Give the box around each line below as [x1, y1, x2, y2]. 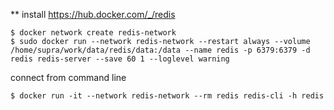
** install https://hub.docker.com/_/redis [10, 9, 176, 20]
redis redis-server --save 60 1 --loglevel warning [10, 54, 230, 64]
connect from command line [10, 72, 127, 83]
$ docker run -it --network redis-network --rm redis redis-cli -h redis [10, 91, 325, 101]
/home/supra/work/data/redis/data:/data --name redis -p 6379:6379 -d [10, 45, 311, 55]
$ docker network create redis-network [10, 28, 177, 38]
